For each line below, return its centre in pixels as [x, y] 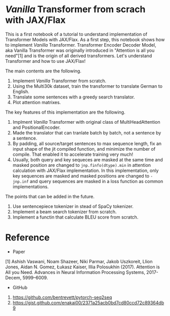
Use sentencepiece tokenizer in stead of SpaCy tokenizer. [73, 206]
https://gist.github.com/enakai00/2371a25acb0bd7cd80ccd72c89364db [88, 302]
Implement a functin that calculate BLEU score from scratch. [75, 217]
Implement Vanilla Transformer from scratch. [59, 81]
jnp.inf [20, 182]
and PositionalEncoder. [36, 127]
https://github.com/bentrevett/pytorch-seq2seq [62, 297]
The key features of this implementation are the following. [65, 112]
